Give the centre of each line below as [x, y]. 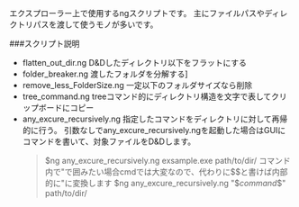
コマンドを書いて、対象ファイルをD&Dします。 [109, 141]
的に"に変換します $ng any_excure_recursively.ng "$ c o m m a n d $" [165, 183]
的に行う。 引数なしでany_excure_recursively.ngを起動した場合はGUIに [154, 130]
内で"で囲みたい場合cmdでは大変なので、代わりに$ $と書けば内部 [166, 172]
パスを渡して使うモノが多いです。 [95, 24]
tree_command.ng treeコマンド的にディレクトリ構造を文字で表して [147, 96]
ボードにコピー [66, 108]
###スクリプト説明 [45, 44]
